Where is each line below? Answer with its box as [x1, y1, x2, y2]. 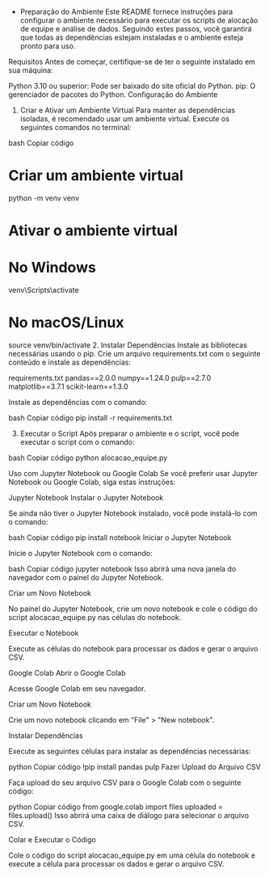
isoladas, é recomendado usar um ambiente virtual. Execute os [19, 114, 230, 124]
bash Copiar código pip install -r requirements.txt [8, 413, 172, 423]
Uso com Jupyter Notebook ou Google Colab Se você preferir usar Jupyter [8, 469, 258, 478]
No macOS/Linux [8, 314, 124, 332]
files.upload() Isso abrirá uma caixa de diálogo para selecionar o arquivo [8, 811, 249, 820]
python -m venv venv [8, 193, 79, 203]
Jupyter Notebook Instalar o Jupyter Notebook [8, 493, 164, 502]
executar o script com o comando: [19, 437, 135, 447]
